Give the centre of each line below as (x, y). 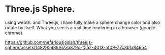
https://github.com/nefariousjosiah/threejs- (49, 42)
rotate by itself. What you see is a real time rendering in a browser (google (80, 27)
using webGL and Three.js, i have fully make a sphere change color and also (82, 22)
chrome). (14, 33)
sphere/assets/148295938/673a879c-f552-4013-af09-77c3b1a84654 (76, 47)
